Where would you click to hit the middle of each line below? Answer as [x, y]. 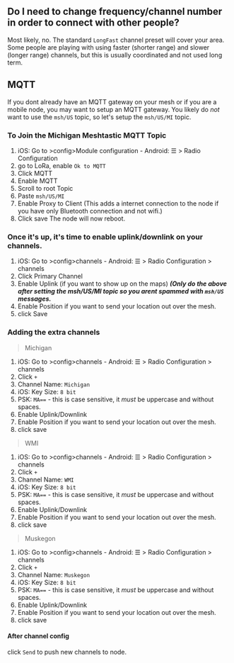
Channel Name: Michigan [54, 384]
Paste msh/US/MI [41, 196]
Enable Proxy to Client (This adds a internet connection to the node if [118, 203]
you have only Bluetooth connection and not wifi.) [90, 211]
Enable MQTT [37, 181]
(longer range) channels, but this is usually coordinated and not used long [115, 55]
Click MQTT [35, 173]
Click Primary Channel [50, 277]
